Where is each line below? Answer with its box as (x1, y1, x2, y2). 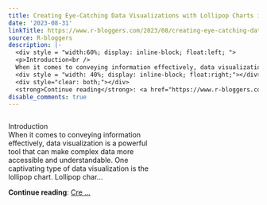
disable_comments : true (8, 93, 87, 101)
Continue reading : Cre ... (8, 188, 91, 197)
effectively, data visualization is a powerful (8, 138, 148, 148)
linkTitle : (8, 26, 44, 34)
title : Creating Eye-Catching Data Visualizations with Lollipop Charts (8, 11, 254, 20)
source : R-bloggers (8, 33, 73, 42)
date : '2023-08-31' (8, 19, 73, 27)
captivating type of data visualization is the (8, 164, 149, 173)
